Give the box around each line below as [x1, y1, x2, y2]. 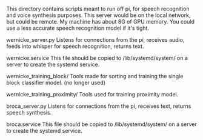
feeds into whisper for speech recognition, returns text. [6, 42, 144, 50]
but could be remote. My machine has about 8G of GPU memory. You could [6, 18, 195, 25]
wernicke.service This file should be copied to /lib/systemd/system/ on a [6, 55, 188, 61]
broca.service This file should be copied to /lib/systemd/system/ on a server [6, 121, 197, 128]
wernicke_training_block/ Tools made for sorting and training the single [6, 73, 184, 79]
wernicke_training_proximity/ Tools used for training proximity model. [6, 91, 179, 98]
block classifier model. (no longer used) [6, 79, 106, 86]
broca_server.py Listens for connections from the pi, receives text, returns [6, 102, 191, 110]
